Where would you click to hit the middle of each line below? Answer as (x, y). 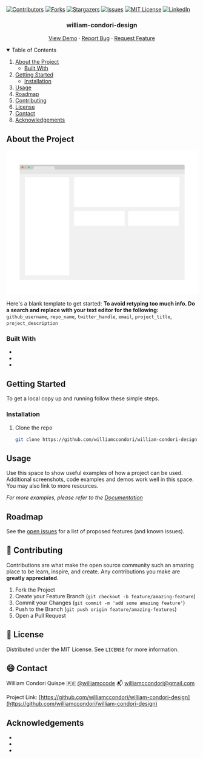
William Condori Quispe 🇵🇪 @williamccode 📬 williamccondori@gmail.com (101, 683)
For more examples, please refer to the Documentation (75, 497)
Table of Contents (34, 50)
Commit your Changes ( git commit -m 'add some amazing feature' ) (100, 603)
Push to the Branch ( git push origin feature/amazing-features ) (96, 609)
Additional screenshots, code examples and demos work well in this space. (100, 479)
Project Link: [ (24, 697)
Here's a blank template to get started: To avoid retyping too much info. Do (101, 304)
